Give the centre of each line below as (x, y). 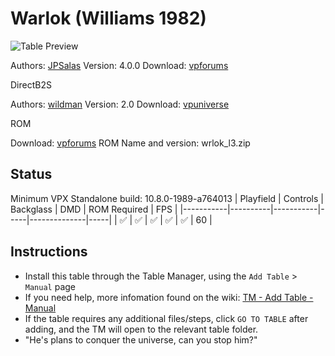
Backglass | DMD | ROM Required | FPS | (94, 209)
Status (31, 174)
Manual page (50, 286)
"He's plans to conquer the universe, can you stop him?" (141, 339)
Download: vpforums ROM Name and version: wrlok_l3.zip (130, 143)
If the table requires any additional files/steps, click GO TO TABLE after (166, 318)
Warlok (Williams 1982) (108, 18)
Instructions (49, 252)
